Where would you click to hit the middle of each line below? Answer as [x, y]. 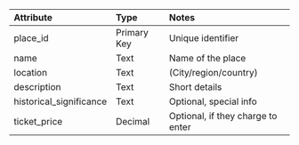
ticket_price [38, 121]
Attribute [33, 17]
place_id [31, 38]
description [37, 87]
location [30, 72]
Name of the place [207, 58]
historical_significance [61, 101]
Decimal [133, 121]
